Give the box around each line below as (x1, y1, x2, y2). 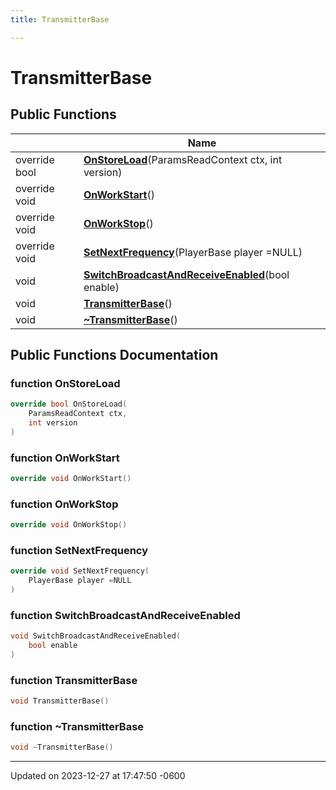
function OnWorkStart (10, 451, 120, 465)
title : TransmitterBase (10, 14, 110, 25)
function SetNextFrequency (10, 544, 149, 558)
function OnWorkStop (10, 497, 119, 511)
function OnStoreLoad (10, 376, 121, 390)
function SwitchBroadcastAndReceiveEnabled (10, 609, 241, 622)
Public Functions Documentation (10, 347, 219, 364)
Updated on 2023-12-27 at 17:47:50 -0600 (10, 770, 186, 782)
